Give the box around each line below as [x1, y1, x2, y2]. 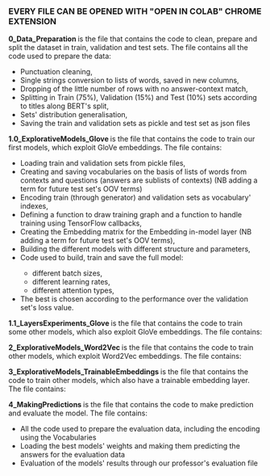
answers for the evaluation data [19, 450, 126, 460]
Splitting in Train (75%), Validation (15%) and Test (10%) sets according [19, 93, 258, 103]
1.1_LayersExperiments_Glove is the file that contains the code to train [8, 318, 243, 328]
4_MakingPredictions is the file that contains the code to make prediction [8, 400, 254, 410]
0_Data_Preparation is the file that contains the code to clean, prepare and [8, 34, 258, 44]
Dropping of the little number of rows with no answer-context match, [19, 84, 248, 94]
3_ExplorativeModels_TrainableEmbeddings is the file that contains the [8, 367, 248, 377]
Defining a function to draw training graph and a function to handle [19, 210, 243, 220]
